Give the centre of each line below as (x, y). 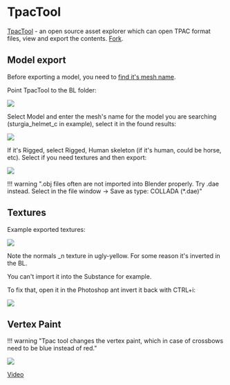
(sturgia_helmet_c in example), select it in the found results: (92, 124)
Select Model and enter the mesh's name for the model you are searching (112, 116)
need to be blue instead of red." (52, 348)
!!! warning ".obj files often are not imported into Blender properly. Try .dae (113, 184)
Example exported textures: (46, 229)
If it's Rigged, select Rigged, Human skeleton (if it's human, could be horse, (114, 150)
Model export (37, 60)
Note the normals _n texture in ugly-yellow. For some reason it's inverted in (114, 255)
